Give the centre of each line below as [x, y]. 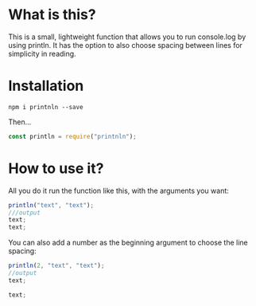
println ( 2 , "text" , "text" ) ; [56, 266]
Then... [20, 122]
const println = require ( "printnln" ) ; [72, 136]
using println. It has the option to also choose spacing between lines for [125, 45]
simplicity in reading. [43, 53]
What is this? [52, 15]
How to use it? [56, 168]
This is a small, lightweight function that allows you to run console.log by [127, 37]
